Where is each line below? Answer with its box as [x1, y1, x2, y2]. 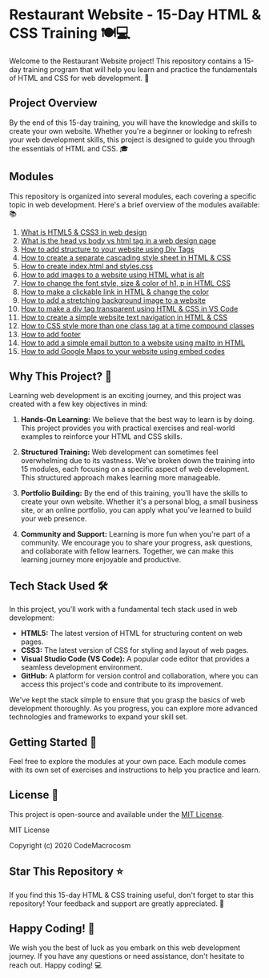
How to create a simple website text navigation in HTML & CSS [20, 312, 228, 322]
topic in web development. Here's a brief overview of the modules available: [9, 199, 260, 209]
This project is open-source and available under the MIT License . [9, 809, 224, 819]
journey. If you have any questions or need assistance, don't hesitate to [9, 952, 245, 961]
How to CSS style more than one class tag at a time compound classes [20, 320, 255, 330]
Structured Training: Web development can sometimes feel [20, 447, 219, 457]
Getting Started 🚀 [9, 735, 98, 749]
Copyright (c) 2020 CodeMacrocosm [9, 840, 131, 850]
